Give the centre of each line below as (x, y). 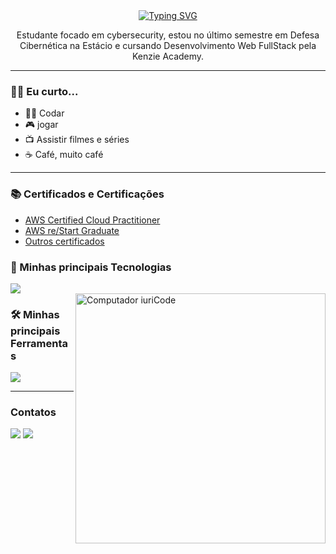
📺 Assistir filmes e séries (77, 140)
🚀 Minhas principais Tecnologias (91, 267)
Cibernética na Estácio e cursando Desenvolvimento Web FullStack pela (168, 45)
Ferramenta (39, 343)
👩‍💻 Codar (44, 113)
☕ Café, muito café (64, 155)
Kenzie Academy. (168, 56)
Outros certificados (64, 241)
